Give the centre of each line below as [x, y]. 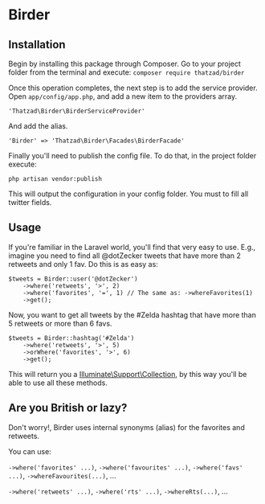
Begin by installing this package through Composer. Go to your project [124, 64]
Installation [37, 45]
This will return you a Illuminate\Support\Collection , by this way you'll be [128, 374]
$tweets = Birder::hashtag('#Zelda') [71, 338]
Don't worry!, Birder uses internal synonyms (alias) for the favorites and [126, 427]
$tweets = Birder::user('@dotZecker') [73, 279]
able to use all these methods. [58, 383]
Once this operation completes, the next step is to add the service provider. [133, 88]
